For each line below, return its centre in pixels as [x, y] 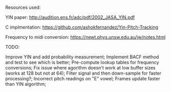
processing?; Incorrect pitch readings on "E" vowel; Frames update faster [83, 78]
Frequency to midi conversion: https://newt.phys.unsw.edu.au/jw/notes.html [85, 37]
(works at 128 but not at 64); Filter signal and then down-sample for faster [83, 73]
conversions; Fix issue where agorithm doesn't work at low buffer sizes [81, 68]
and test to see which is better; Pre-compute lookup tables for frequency [82, 62]
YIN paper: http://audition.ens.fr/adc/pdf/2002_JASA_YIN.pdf [70, 17]
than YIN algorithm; [26, 84]
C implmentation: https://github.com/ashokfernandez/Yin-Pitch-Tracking [82, 27]
